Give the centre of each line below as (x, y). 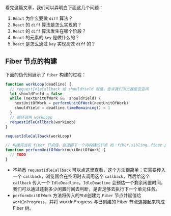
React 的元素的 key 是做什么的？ (46, 37)
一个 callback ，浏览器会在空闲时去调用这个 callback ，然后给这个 (81, 176)
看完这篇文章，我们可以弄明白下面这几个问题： (54, 7)
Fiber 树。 (23, 208)
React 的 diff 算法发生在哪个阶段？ (49, 31)
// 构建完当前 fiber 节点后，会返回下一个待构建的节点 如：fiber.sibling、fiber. (85, 145)
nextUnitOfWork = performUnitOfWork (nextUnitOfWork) (72, 103)
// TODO (18, 155)
